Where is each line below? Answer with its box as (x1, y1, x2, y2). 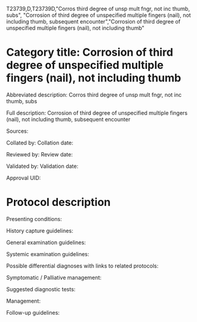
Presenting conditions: (6, 215, 62, 222)
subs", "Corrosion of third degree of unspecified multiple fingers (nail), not (6, 11, 191, 19)
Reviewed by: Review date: (6, 150, 73, 158)
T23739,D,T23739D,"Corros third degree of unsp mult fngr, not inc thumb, (6, 5, 190, 12)
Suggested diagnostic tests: (6, 285, 76, 292)
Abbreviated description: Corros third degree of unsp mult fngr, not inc (6, 91, 182, 98)
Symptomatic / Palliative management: (6, 274, 102, 281)
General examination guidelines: (6, 239, 86, 246)
